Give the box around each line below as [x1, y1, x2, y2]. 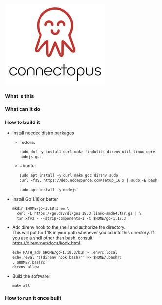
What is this [5, 92, 34, 99]
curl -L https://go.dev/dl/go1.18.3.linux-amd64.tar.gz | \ [17, 211, 142, 216]
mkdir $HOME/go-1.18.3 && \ [12, 206, 69, 211]
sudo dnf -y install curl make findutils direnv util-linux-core [19, 149, 155, 155]
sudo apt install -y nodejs [19, 187, 77, 193]
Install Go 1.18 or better [12, 196, 58, 202]
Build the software [12, 273, 49, 279]
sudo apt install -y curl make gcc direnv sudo [19, 173, 118, 178]
